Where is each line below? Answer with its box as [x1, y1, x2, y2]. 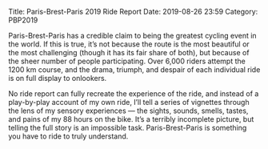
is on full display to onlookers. [8, 74, 107, 83]
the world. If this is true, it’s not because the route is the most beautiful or [8, 39, 250, 49]
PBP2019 [8, 15, 38, 25]
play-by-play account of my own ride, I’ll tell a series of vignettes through [8, 98, 250, 107]
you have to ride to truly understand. [8, 131, 129, 141]
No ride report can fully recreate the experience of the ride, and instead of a [8, 89, 259, 99]
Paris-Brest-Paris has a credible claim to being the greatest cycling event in [8, 31, 258, 40]
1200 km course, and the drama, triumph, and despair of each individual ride [8, 65, 261, 74]
